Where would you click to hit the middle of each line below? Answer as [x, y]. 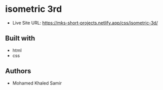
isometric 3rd [34, 9]
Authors [18, 71]
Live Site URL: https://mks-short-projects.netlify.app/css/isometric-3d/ [85, 23]
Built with [20, 38]
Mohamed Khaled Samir [37, 83]
